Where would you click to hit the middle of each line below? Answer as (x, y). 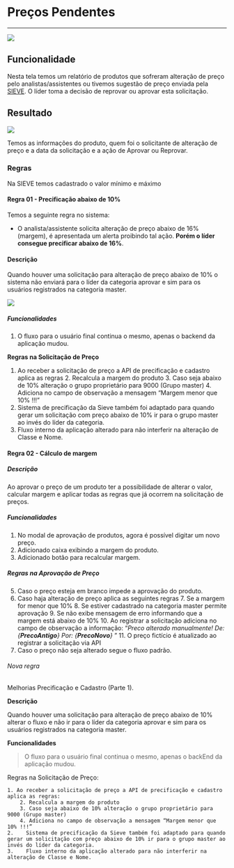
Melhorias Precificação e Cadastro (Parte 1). (71, 687)
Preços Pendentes (61, 12)
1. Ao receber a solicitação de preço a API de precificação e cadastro (115, 790)
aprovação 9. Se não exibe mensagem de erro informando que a (110, 613)
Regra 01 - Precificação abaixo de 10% (64, 199)
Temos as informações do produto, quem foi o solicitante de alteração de (112, 143)
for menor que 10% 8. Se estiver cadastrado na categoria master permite (122, 606)
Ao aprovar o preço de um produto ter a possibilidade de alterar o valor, (110, 487)
